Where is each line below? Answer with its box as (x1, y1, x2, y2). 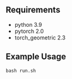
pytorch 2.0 (14, 27, 44, 35)
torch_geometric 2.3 (14, 33, 66, 41)
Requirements (5, 5, 60, 15)
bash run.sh (5, 67, 36, 74)
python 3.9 (14, 21, 42, 28)
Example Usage (5, 52, 67, 62)
